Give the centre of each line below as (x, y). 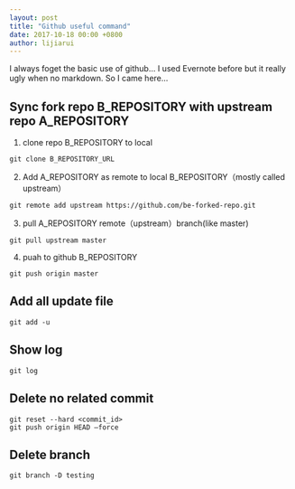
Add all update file (62, 301)
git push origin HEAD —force (64, 427)
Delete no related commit (82, 399)
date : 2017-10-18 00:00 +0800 (66, 34)
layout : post (34, 18)
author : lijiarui (42, 43)
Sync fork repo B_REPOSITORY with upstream (141, 106)
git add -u (30, 322)
